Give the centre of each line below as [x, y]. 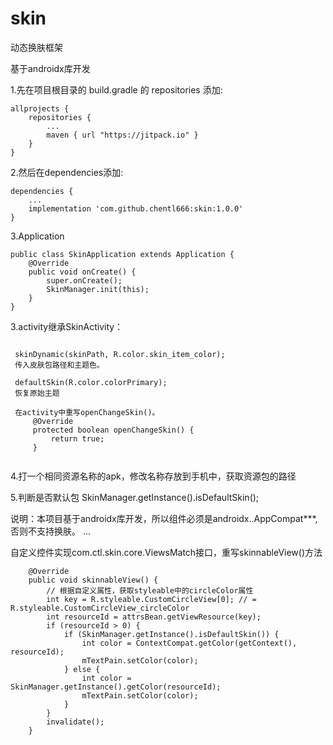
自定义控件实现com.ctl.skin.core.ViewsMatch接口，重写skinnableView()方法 [166, 552]
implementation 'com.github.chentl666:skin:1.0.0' [136, 208]
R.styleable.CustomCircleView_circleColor [100, 608]
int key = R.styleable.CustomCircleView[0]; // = [151, 599]
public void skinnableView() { [93, 580]
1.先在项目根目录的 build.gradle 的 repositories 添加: [116, 89]
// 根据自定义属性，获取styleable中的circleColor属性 [150, 590]
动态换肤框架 [36, 47]
